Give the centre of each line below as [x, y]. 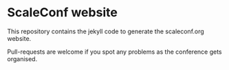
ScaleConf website [63, 13]
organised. [22, 58]
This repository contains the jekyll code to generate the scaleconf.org [106, 31]
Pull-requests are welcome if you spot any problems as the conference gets [115, 52]
